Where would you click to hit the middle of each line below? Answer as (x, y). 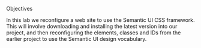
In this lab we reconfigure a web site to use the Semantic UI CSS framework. (100, 20)
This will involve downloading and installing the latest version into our (92, 26)
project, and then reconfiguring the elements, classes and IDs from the (94, 33)
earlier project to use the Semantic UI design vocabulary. (76, 39)
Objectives (19, 9)
